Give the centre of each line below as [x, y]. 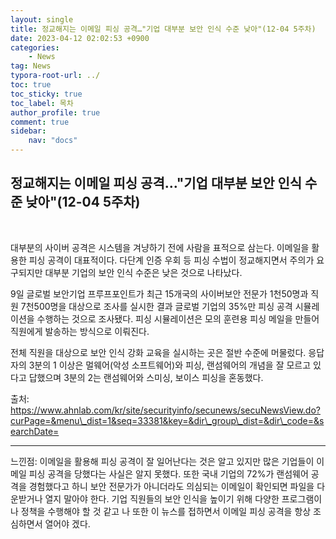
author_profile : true [55, 112]
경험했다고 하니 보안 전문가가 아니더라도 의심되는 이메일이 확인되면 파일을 [171, 486]
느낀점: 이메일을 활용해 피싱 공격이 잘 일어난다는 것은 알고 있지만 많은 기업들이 [162, 461]
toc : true [31, 85]
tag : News [31, 66]
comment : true [40, 122]
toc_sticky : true [46, 94]
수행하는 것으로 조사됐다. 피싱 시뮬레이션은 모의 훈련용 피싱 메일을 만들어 [178, 318]
